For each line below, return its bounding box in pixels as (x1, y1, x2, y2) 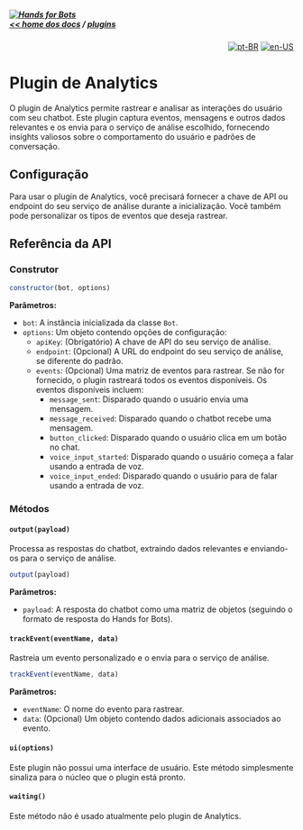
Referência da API (9, 236, 112, 251)
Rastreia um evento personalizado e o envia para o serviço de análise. (9, 652, 270, 663)
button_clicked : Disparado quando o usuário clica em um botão (49, 433, 287, 443)
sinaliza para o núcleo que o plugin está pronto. (9, 771, 187, 782)
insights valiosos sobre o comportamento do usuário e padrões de (9, 131, 256, 141)
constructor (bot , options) (9, 284, 111, 293)
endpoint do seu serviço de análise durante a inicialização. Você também (9, 200, 281, 211)
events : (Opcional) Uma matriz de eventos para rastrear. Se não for (35, 365, 285, 376)
